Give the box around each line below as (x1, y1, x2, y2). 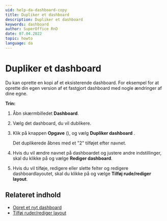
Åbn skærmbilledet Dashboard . (12, 110, 79, 116)
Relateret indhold (5, 191, 61, 200)
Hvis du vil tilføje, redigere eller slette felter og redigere (12, 165, 129, 171)
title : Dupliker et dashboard (5, 12, 70, 17)
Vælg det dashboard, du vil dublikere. (12, 120, 92, 126)
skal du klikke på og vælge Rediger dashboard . (12, 155, 113, 161)
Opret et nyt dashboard (12, 204, 62, 210)
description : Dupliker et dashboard (5, 17, 83, 22)
